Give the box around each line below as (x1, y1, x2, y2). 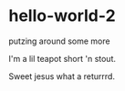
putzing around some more (8, 35, 110, 46)
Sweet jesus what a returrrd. (8, 70, 116, 82)
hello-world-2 (8, 5, 116, 26)
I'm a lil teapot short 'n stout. (8, 53, 116, 64)
